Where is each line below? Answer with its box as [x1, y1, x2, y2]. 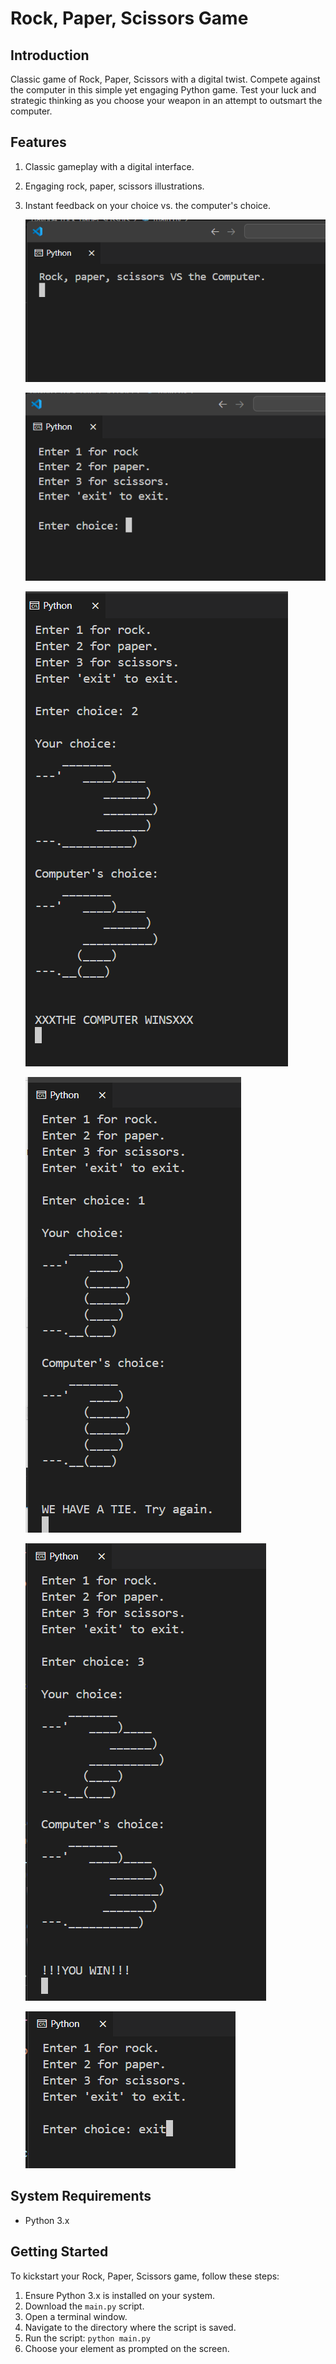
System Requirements [10, 2188, 152, 2205]
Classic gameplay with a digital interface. [24, 160, 195, 172]
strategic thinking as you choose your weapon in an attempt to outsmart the [10, 95, 323, 106]
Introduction [10, 47, 90, 64]
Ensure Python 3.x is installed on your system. [24, 2289, 216, 2301]
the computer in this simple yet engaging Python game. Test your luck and [10, 84, 317, 96]
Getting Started [10, 2243, 109, 2261]
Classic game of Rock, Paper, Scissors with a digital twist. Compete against [10, 73, 321, 85]
